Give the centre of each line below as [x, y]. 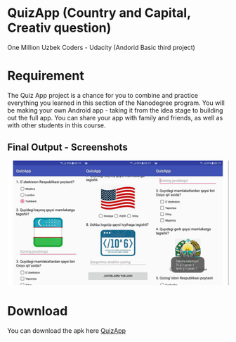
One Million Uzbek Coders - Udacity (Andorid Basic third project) [101, 47]
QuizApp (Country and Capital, [99, 13]
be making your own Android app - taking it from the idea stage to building [115, 110]
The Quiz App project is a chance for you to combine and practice [103, 95]
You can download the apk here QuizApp [67, 330]
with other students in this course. [57, 125]
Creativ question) [59, 28]
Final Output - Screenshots [67, 147]
